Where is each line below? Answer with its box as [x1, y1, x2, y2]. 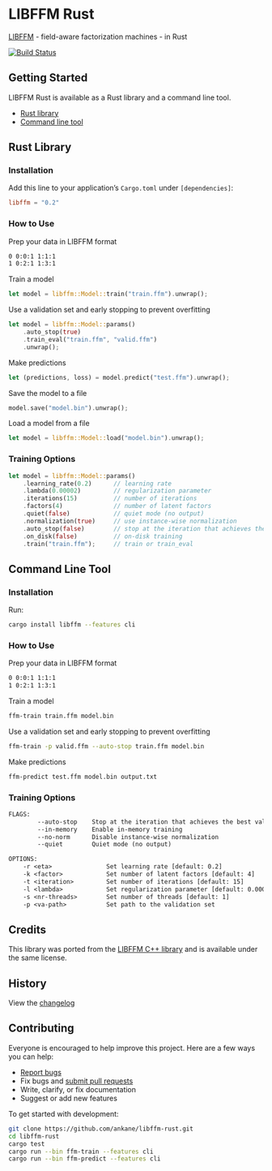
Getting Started [8, 71, 88, 85]
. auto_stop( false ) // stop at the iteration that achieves [23, 524, 252, 532]
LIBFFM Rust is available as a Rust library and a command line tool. [8, 93, 232, 102]
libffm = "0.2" [8, 199, 60, 207]
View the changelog [8, 998, 75, 1008]
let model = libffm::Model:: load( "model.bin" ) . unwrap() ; [8, 434, 205, 442]
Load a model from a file [8, 419, 91, 428]
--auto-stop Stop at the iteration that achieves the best [37, 817, 252, 826]
